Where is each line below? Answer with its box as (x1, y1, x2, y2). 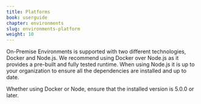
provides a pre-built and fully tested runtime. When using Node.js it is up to (6, 61, 195, 68)
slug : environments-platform (6, 25, 80, 32)
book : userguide (6, 15, 48, 21)
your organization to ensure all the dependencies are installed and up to (6, 67, 187, 74)
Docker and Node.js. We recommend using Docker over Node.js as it (6, 54, 179, 62)
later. (6, 92, 19, 99)
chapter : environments (6, 20, 64, 26)
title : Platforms (6, 8, 51, 15)
